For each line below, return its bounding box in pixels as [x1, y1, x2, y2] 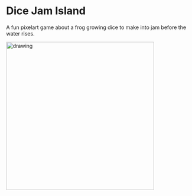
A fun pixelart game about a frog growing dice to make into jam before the [6, 24, 187, 31]
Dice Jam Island [6, 4, 86, 18]
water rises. [6, 30, 35, 37]
